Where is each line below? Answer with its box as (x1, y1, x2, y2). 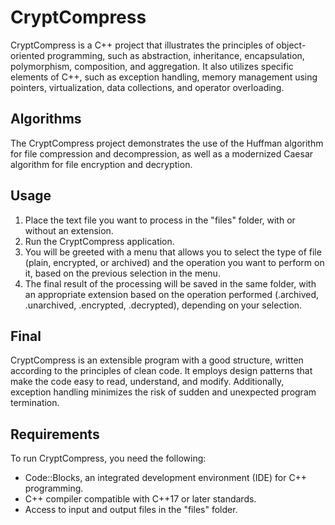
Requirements (10, 426, 100, 443)
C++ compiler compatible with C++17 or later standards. (24, 493, 257, 505)
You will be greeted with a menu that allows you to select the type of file (24, 246, 322, 258)
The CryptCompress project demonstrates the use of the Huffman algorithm (10, 137, 324, 149)
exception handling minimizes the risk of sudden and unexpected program (10, 386, 317, 398)
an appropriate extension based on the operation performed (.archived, (24, 288, 320, 300)
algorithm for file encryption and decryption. (10, 158, 193, 170)
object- (276, 39, 307, 51)
